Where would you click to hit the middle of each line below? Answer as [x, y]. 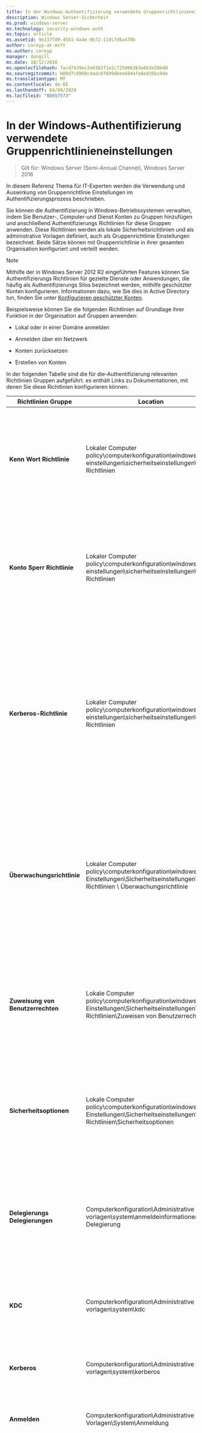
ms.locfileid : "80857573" [38, 96]
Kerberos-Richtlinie [38, 713]
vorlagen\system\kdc [115, 1309]
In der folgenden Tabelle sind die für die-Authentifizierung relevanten [92, 374]
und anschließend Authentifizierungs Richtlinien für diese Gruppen [89, 223]
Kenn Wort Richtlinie [39, 459]
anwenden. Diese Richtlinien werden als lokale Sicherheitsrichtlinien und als [100, 229]
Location [151, 401]
